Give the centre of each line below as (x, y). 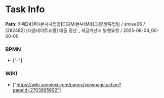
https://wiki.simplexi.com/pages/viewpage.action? (69, 84)
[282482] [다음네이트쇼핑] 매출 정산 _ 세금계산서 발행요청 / (64, 30)
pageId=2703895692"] (37, 90)
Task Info (25, 9)
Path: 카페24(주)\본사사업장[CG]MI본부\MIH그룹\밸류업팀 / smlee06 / (75, 24)
